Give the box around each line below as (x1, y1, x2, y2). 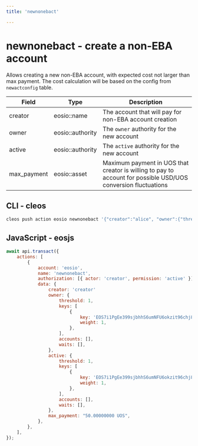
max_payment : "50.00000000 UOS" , (48, 413, 131, 419)
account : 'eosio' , (37, 265, 83, 271)
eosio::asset (54, 169, 87, 178)
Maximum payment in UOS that (103, 159, 189, 167)
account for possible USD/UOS (103, 173, 189, 182)
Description (128, 98, 163, 106)
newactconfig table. (6, 84, 53, 91)
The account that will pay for (103, 107, 182, 116)
